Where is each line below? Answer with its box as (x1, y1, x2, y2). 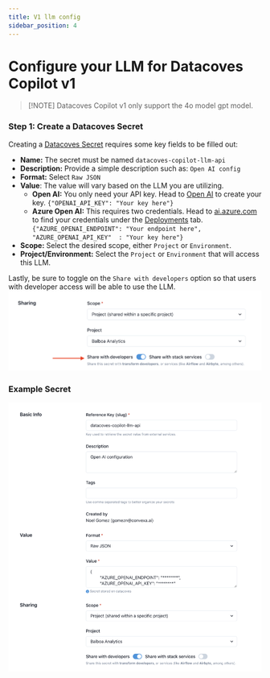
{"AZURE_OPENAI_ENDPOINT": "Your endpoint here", (31, 225, 202, 233)
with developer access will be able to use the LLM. (8, 282, 176, 291)
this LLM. (19, 258, 51, 267)
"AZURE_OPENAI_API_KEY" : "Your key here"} (31, 234, 184, 242)
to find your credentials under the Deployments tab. (31, 214, 203, 225)
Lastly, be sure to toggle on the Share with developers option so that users (8, 273, 257, 283)
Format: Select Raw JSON (19, 172, 101, 181)
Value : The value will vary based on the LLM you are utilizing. (19, 180, 224, 190)
